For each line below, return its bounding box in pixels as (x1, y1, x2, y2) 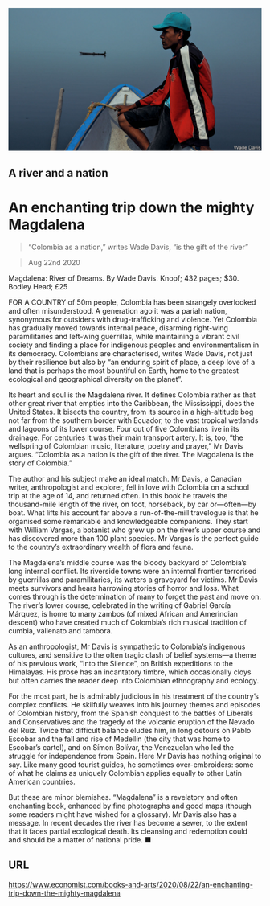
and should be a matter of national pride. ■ (8, 834, 152, 844)
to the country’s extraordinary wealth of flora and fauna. (8, 542, 194, 551)
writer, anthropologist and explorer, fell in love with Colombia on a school (8, 482, 250, 492)
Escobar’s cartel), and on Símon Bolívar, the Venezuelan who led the (8, 742, 235, 752)
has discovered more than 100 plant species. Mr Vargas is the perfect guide (8, 533, 259, 543)
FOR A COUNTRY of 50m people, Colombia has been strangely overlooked (8, 297, 256, 307)
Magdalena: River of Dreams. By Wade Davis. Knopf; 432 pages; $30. (8, 273, 239, 283)
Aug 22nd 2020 (27, 257, 80, 267)
